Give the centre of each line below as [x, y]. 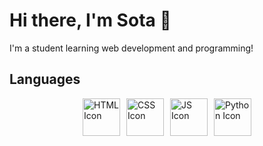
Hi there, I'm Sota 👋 [90, 20]
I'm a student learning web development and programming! [131, 48]
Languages [45, 79]
